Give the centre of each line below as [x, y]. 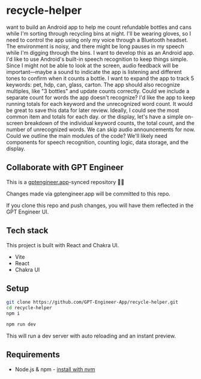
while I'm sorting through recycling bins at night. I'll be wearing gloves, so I [99, 33]
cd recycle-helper [29, 308]
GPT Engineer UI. [28, 212]
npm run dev [21, 324]
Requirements [33, 355]
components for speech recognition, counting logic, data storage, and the [97, 142]
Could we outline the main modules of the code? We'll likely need [87, 135]
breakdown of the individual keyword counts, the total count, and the [109, 123]
